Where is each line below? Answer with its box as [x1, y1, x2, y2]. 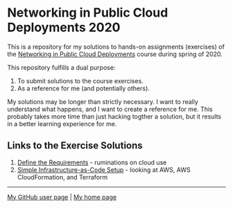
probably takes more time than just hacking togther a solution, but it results [7, 112, 222, 121]
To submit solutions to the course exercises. [17, 76, 144, 85]
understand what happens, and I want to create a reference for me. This [7, 105, 213, 113]
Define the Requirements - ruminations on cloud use [17, 158, 167, 166]
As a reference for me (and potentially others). [17, 84, 150, 92]
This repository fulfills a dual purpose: [7, 63, 116, 71]
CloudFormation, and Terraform [17, 173, 108, 181]
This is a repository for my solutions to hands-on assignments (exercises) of [7, 42, 225, 51]
